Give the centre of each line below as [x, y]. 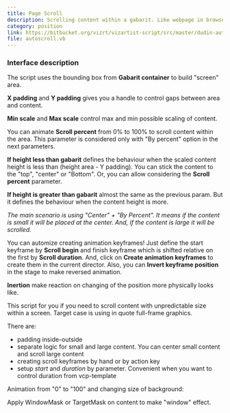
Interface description [43, 63]
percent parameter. [35, 181]
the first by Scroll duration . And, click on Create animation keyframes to [110, 258]
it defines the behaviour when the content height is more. [88, 202]
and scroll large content [50, 354]
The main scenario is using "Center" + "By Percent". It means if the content [114, 215]
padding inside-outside [50, 340]
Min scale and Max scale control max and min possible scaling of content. [112, 119]
